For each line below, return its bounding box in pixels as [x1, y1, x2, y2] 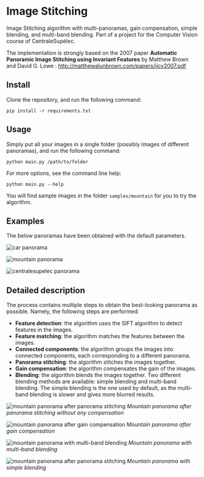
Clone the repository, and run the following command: [6, 96, 142, 103]
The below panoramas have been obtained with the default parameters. [6, 232, 186, 239]
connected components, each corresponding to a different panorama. [15, 352, 191, 359]
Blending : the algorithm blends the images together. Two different [15, 372, 181, 379]
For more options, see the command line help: [6, 169, 122, 177]
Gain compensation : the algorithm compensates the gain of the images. [15, 365, 197, 372]
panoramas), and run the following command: [6, 147, 121, 154]
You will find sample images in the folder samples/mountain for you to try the [6, 192, 197, 199]
